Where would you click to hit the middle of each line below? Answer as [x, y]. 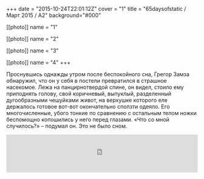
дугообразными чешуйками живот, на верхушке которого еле [87, 100]
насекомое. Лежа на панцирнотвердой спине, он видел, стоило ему [95, 87]
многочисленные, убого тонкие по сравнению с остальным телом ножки [102, 113]
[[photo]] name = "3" [32, 51]
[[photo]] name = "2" [32, 39]
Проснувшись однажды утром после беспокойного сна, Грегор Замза [98, 74]
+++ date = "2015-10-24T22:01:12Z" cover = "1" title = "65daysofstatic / [96, 9]
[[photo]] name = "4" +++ [39, 62]
